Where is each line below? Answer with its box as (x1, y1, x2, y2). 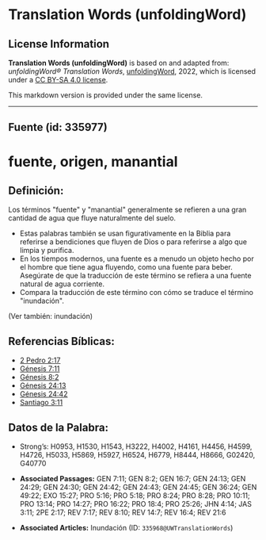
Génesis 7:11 (19, 364, 60, 373)
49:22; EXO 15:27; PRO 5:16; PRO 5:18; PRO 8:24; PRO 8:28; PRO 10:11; (19, 491, 251, 500)
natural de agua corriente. (19, 279, 105, 289)
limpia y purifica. (19, 246, 74, 255)
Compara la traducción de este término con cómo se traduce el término (19, 288, 253, 297)
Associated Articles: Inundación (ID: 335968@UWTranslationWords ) (19, 523, 234, 533)
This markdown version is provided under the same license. (8, 90, 203, 100)
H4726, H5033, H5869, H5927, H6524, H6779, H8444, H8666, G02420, (19, 450, 256, 460)
